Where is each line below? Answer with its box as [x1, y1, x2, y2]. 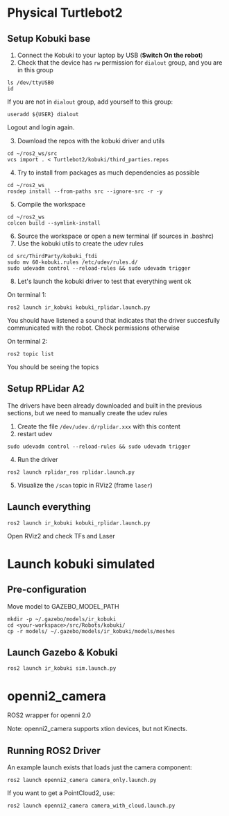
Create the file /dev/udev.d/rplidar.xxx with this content [17, 422, 180, 431]
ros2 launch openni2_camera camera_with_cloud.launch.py [7, 802, 176, 810]
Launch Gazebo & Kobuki [7, 647, 118, 659]
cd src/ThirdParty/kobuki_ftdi [7, 253, 98, 259]
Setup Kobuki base [7, 33, 91, 45]
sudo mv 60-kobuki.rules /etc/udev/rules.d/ [7, 259, 138, 266]
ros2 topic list [7, 351, 54, 358]
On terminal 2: [7, 337, 48, 345]
